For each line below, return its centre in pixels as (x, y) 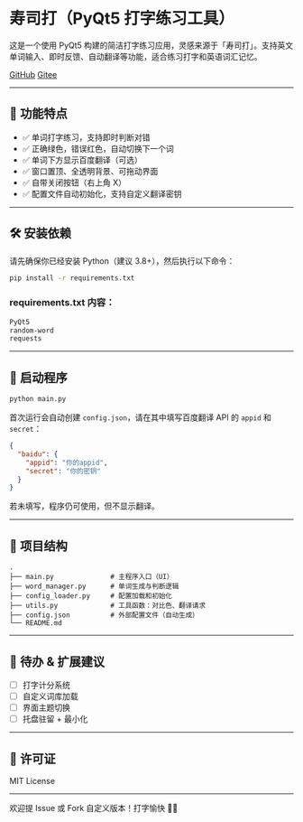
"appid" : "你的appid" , (67, 462)
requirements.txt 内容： (62, 303)
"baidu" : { (38, 454)
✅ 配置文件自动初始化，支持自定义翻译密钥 (102, 193)
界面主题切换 (46, 708)
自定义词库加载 (50, 696)
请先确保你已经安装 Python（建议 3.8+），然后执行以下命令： (122, 261)
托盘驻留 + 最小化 (55, 719)
